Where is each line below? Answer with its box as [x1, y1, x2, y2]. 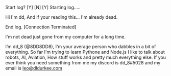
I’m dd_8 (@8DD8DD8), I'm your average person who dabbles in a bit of [5, 44, 156, 50]
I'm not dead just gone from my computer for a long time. [5, 34, 126, 40]
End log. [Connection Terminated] [5, 24, 77, 30]
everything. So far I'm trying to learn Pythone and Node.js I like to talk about [5, 49, 165, 55]
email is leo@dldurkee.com [5, 65, 62, 71]
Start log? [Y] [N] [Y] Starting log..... [5, 5, 81, 10]
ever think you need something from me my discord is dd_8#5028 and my [5, 60, 161, 65]
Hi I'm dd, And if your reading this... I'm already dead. [5, 14, 118, 20]
